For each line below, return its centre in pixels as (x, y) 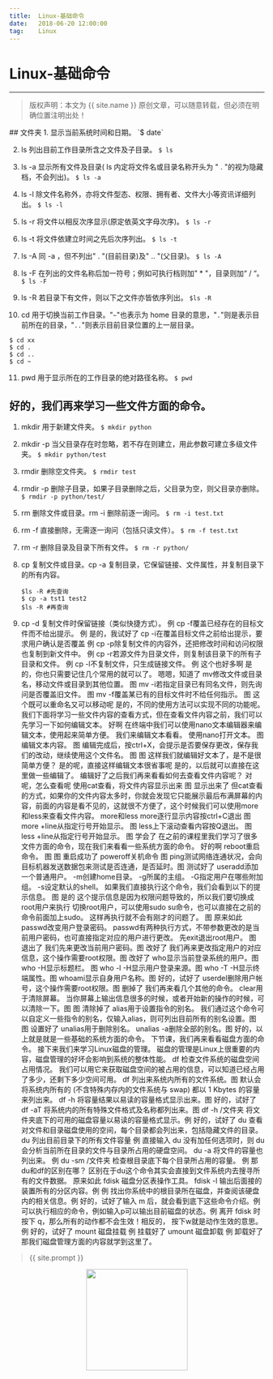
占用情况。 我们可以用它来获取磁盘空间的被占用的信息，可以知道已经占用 (143, 1069)
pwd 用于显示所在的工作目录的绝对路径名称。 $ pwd (107, 378)
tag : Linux (33, 31)
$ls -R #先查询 (45, 592)
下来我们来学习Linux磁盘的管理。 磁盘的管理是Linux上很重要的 (149, 1049)
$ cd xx (22, 340)
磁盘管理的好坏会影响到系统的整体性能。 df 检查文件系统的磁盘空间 (147, 1060)
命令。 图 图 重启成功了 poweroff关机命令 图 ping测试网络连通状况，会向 (141, 857)
